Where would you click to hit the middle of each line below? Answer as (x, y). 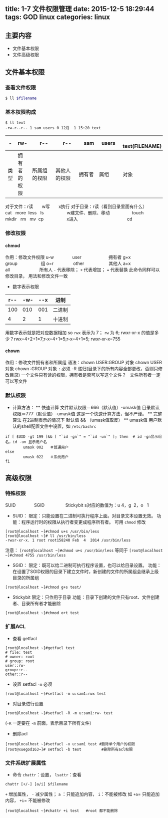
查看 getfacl (24, 638)
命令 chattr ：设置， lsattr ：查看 (47, 774)
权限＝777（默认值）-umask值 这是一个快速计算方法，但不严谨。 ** (82, 414)
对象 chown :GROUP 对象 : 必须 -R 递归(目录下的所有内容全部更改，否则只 (82, 369)
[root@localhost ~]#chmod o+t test (42, 613)
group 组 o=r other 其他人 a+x (68, 263)
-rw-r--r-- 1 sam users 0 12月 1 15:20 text (53, 128)
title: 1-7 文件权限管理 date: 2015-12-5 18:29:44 (80, 9)
